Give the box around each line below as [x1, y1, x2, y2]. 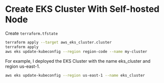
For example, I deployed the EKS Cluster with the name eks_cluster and [5, 58, 151, 64]
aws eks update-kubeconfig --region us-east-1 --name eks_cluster [5, 73, 145, 78]
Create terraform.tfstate [5, 30, 58, 36]
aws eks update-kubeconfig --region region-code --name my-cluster [5, 49, 148, 54]
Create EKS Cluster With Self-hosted [5, 3, 160, 15]
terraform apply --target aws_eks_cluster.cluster [5, 40, 112, 45]
